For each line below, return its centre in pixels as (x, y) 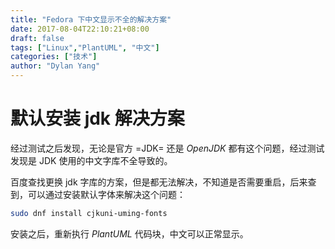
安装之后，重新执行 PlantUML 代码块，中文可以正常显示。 (129, 233)
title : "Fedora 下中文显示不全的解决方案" (91, 19)
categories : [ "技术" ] (54, 57)
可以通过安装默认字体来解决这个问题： (106, 194)
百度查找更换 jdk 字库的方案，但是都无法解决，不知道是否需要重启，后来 (159, 182)
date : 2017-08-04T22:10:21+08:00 (80, 29)
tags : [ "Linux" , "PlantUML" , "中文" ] (85, 47)
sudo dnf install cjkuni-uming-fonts (89, 213)
